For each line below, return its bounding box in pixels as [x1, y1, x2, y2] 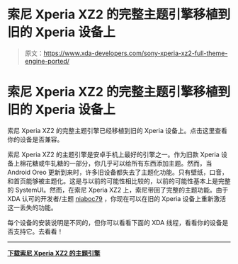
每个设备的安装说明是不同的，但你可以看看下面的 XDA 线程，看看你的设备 [7, 218, 222, 226]
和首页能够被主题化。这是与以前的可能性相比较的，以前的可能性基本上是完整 [7, 176, 231, 185]
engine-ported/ [24, 57, 69, 65]
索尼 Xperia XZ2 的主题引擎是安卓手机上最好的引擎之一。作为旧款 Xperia [7, 150, 220, 159]
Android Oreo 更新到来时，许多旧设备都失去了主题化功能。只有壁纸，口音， [7, 168, 229, 176]
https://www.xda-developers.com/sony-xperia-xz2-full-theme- [43, 49, 228, 57]
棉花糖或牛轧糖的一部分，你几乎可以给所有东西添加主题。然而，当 [19, 159, 212, 167]
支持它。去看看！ [13, 227, 64, 236]
